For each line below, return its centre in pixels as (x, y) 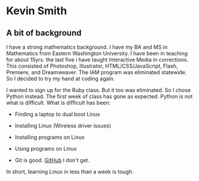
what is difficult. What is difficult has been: (58, 103)
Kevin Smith (37, 11)
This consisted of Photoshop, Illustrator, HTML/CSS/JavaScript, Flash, (92, 66)
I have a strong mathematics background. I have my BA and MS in (87, 47)
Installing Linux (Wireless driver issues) (63, 126)
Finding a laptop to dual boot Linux (57, 114)
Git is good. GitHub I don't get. (52, 160)
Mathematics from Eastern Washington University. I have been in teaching (97, 53)
